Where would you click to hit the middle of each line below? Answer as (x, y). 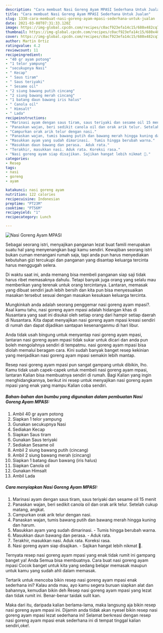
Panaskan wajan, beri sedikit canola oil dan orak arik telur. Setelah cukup (85, 504)
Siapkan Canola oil (31, 465)
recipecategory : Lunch (28, 217)
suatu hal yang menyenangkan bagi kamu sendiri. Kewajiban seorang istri (79, 250)
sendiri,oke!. (18, 625)
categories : (17, 158)
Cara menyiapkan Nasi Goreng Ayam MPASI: (52, 487)
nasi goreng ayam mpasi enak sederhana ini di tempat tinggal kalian (73, 620)
